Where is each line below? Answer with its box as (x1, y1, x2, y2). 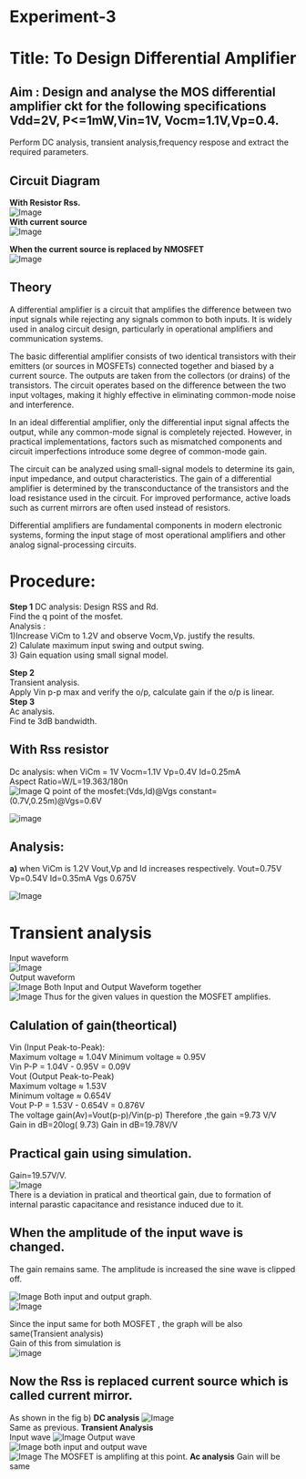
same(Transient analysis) (9, 1328, 104, 1339)
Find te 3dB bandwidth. (9, 715, 97, 726)
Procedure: (9, 571, 97, 591)
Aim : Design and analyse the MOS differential (9, 84, 276, 99)
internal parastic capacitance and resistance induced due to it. (9, 1198, 244, 1209)
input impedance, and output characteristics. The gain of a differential (9, 473, 271, 484)
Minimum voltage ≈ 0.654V (9, 1090, 112, 1101)
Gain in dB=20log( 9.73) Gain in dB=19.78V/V (9, 1119, 178, 1130)
